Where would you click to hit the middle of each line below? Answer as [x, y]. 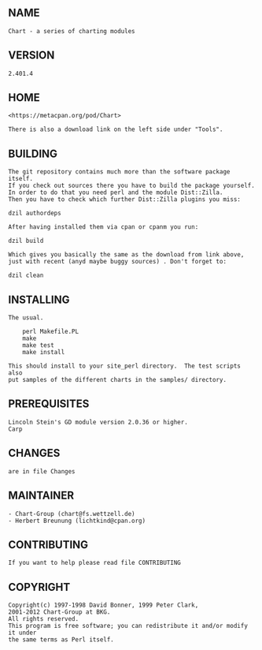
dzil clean [26, 275]
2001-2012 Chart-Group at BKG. [59, 612]
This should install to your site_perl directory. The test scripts [125, 366]
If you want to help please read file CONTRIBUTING [94, 563]
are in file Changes [42, 471]
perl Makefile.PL [51, 332]
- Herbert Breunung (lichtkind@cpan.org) [77, 521]
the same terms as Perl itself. [61, 640]
